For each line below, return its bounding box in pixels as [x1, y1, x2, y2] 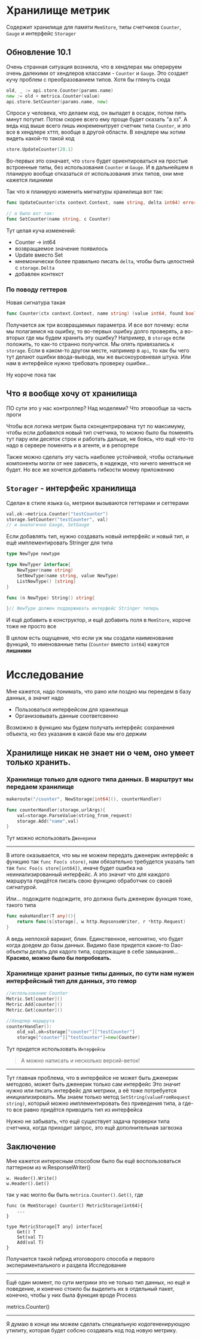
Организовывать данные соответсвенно [14, 712, 118, 719]
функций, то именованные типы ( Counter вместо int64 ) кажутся [6, 641, 169, 648]
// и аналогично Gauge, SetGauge [6, 522, 90, 528]
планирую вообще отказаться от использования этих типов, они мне [6, 170, 184, 177]
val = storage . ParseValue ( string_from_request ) [17, 812, 133, 818]
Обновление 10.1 [6, 47, 71, 58]
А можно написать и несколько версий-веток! [20, 1057, 141, 1064]
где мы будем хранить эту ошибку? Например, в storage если [26, 334, 185, 342]
